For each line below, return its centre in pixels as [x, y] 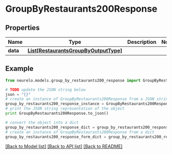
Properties [23, 28]
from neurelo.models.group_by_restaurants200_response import [73, 80]
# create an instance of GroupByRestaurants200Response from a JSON [80, 99]
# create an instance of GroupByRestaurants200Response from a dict [80, 132]
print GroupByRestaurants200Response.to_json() [57, 113]
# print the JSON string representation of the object [65, 109]
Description [142, 42]
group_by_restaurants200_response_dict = [50, 127]
